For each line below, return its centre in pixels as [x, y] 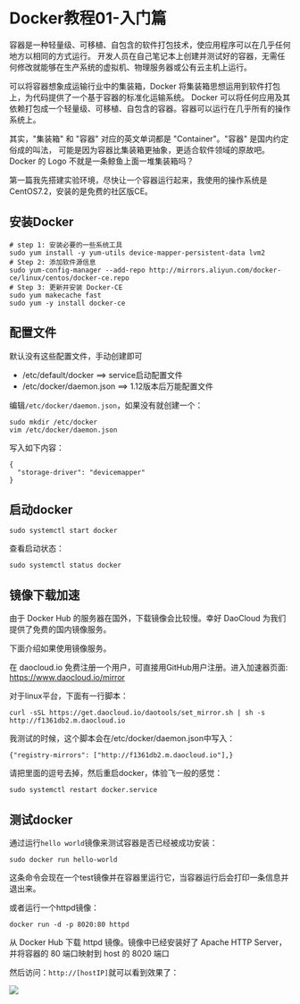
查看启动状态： [37, 548]
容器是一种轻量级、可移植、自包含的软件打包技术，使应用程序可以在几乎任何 [150, 45]
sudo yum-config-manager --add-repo [77, 270]
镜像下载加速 [45, 595]
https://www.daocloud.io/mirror [67, 678]
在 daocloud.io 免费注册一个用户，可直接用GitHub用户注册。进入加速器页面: [149, 668]
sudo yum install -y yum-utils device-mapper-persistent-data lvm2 [137, 253]
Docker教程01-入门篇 [88, 18]
